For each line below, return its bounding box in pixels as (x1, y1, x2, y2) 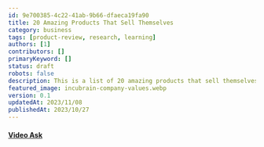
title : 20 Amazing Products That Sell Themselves (8, 19, 174, 27)
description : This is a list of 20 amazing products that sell (8, 77, 220, 84)
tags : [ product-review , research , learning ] (8, 33, 156, 41)
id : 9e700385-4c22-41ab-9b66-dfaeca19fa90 (8, 11, 149, 20)
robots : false (8, 70, 55, 77)
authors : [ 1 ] (8, 41, 51, 48)
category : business (8, 26, 72, 34)
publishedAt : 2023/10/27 (8, 106, 90, 114)
